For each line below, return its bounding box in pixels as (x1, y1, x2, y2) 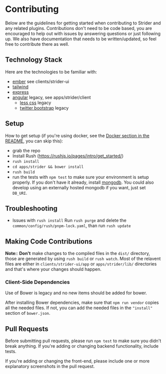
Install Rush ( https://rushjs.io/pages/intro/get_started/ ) (12, 153, 124, 159)
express (12, 89, 29, 95)
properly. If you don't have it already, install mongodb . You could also (12, 179, 154, 185)
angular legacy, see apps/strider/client (12, 94, 91, 100)
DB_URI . (12, 190, 27, 196)
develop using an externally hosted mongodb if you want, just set (12, 184, 146, 190)
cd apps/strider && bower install (12, 164, 84, 169)
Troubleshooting (5, 204, 58, 213)
